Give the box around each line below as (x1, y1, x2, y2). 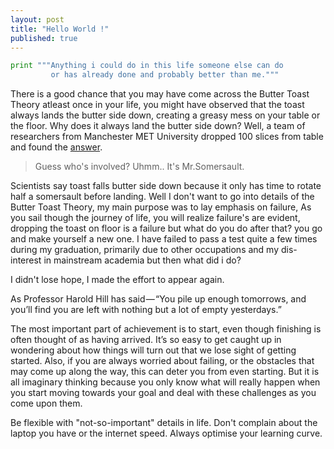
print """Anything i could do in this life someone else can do (10, 61, 284, 71)
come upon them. (10, 397, 83, 410)
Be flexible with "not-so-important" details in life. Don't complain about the (10, 417, 318, 429)
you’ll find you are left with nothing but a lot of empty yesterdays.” (10, 304, 282, 316)
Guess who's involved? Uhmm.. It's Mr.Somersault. (34, 161, 245, 173)
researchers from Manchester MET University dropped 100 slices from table (10, 131, 324, 143)
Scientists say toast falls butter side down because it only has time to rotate (10, 180, 322, 192)
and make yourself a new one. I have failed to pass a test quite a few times (10, 233, 318, 245)
